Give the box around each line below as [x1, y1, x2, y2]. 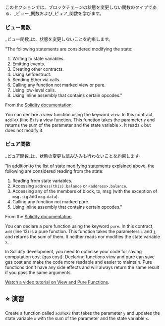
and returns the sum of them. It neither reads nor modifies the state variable [5, 233, 160, 239]
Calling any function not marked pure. [12, 198, 90, 204]
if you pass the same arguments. [5, 269, 72, 276]
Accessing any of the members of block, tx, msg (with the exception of [12, 188, 158, 194]
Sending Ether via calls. [12, 77, 60, 83]
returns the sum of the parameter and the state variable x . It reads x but [5, 122, 151, 128]
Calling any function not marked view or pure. [12, 82, 106, 88]
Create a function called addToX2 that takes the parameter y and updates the [5, 310, 160, 316]
